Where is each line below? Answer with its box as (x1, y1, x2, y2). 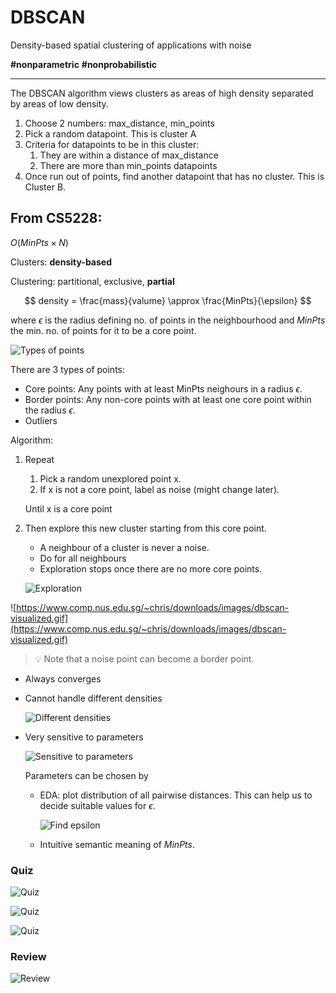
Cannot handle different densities (24, 692, 163, 704)
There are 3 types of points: (10, 363, 125, 375)
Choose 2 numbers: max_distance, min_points (24, 117, 215, 129)
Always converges (24, 672, 102, 685)
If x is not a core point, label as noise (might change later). (39, 483, 280, 495)
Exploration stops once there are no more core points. (39, 562, 263, 575)
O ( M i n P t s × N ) (10, 236, 69, 248)
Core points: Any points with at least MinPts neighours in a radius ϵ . (24, 382, 303, 395)
